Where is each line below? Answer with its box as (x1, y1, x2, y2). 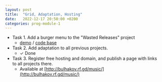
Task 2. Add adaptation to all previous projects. (12, 45, 108, 51)
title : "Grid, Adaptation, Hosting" (5, 12, 83, 17)
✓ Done (19, 50, 36, 56)
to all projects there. (12, 61, 53, 67)
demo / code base (19, 40, 57, 46)
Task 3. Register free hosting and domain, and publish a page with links (12, 55, 158, 62)
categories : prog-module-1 (5, 21, 61, 26)
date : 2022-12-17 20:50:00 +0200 (5, 16, 78, 21)
